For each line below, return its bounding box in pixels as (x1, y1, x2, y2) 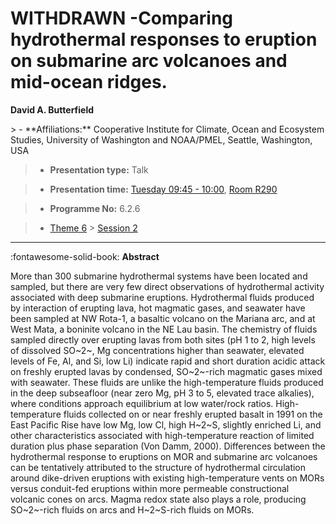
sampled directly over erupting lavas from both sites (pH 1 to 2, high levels (10, 333, 316, 346)
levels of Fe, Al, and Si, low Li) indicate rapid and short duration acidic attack (10, 355, 326, 367)
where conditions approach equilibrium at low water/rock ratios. (10, 397, 274, 409)
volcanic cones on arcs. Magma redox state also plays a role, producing (10, 493, 307, 505)
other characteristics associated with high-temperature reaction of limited (10, 429, 315, 441)
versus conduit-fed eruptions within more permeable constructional (10, 482, 290, 494)
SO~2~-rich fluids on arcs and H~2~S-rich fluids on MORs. (10, 503, 255, 516)
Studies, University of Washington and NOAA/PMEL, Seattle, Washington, (10, 133, 313, 146)
